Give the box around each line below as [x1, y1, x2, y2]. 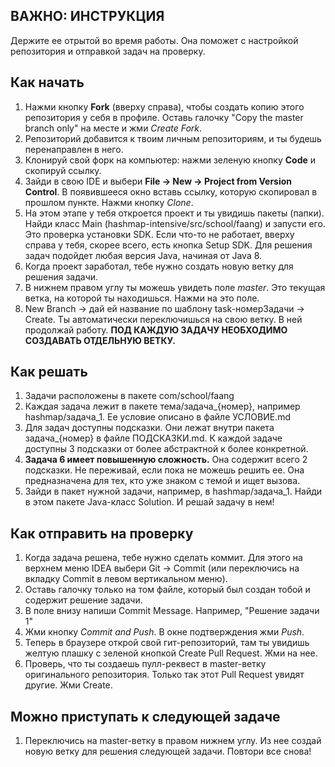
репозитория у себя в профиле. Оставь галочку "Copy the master [24, 111, 304, 123]
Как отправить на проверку [10, 525, 194, 542]
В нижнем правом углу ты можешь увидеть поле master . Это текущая [24, 281, 326, 293]
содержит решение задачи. [24, 594, 143, 606]
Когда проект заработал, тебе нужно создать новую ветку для [24, 260, 294, 272]
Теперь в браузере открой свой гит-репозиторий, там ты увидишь [24, 637, 310, 649]
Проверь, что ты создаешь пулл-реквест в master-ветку [24, 658, 267, 670]
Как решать [10, 364, 88, 381]
